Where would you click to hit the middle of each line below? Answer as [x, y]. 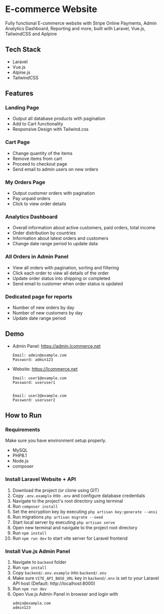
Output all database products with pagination [59, 118]
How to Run [23, 416]
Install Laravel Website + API [40, 479]
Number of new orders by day [43, 308]
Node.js [20, 461]
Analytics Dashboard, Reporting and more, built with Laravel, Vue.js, [75, 28]
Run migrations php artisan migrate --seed [58, 517]
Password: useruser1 [34, 382]
